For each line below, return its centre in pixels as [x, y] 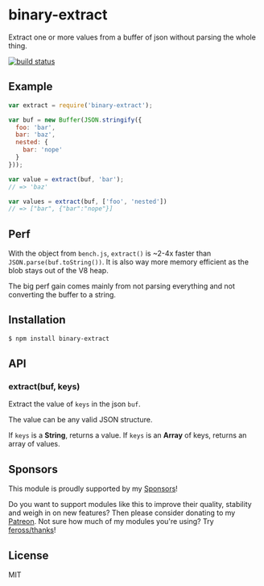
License [29, 555]
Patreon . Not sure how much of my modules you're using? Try [111, 522]
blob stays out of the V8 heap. [58, 271]
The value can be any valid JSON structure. [80, 420]
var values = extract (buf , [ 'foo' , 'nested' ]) [88, 202]
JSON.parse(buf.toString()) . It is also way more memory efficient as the [129, 262]
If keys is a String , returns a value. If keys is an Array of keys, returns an [128, 435]
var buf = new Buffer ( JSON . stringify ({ [75, 120]
